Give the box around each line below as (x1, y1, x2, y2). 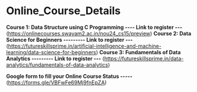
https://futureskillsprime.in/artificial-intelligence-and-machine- (8, 42, 162, 50)
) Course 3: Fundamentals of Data (96, 48, 181, 55)
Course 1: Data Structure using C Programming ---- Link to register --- (6, 24, 183, 31)
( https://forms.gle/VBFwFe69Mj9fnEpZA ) (6, 78, 107, 86)
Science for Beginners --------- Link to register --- (6, 36, 134, 43)
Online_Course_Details (6, 4, 121, 18)
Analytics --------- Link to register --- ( (6, 55, 105, 62)
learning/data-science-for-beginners (6, 48, 97, 55)
